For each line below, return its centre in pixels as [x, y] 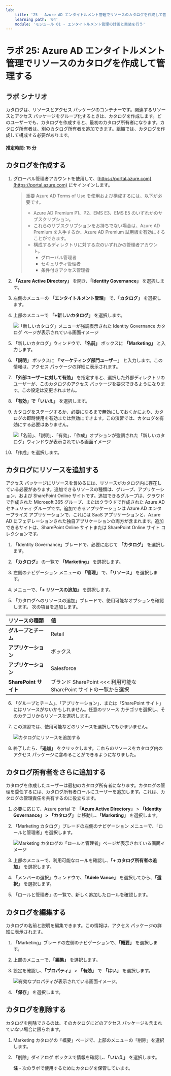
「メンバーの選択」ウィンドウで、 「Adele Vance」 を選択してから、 [84, 878]
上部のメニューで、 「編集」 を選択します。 [57, 960]
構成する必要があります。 [46, 135]
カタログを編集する [36, 912]
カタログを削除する [36, 1010]
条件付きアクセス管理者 [65, 270]
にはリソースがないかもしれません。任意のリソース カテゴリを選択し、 [87, 710]
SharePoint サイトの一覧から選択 [90, 690]
